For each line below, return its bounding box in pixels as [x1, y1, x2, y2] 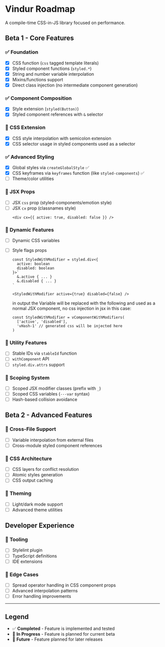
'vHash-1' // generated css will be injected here [17, 324, 123, 329]
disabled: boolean [17, 266, 55, 271]
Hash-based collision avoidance [12, 397, 78, 402]
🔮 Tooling [5, 536, 28, 543]
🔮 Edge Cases [5, 571, 39, 578]
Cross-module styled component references [12, 442, 102, 448]
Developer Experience [5, 522, 75, 530]
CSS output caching [12, 477, 53, 483]
